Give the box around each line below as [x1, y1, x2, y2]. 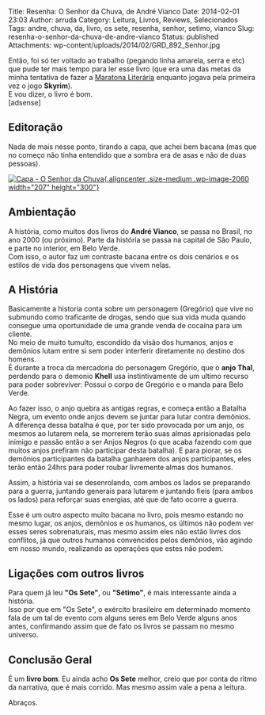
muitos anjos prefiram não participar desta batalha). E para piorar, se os [8, 445, 243, 455]
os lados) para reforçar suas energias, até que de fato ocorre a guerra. [8, 495, 239, 504]
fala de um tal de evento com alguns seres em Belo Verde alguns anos [8, 614, 237, 623]
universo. [8, 630, 39, 640]
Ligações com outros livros [8, 567, 145, 580]
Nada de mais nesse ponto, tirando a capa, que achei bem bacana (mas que [8, 142, 257, 151]
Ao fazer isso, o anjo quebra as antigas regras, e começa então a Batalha [8, 403, 247, 413]
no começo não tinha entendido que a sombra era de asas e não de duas [8, 150, 247, 159]
